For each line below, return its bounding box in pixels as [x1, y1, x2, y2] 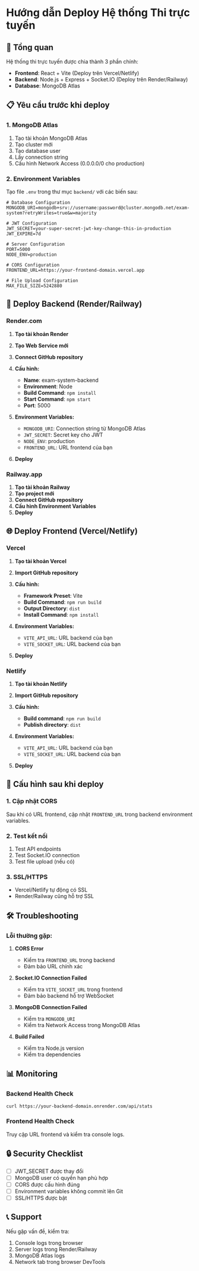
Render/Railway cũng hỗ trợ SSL [14, 893, 94, 900]
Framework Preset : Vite [23, 592, 83, 599]
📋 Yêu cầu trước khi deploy [6, 100, 110, 110]
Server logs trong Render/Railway [14, 1245, 97, 1253]
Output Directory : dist [23, 604, 80, 612]
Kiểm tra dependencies [23, 1050, 81, 1058]
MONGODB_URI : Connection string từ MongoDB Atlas [23, 425, 146, 432]
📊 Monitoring [6, 1069, 58, 1079]
